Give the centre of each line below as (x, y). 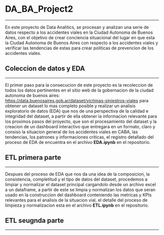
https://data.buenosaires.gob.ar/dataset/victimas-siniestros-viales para (77, 100)
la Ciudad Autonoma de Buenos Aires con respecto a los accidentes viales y (82, 43)
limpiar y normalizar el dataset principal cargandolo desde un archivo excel (81, 184)
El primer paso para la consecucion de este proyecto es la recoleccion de (79, 85)
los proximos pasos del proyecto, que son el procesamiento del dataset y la (81, 121)
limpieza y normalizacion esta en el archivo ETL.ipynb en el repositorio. (77, 205)
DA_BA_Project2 (39, 9)
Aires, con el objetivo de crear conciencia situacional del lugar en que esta (80, 37)
